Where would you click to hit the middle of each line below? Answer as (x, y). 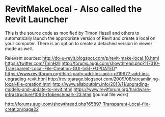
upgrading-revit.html (26, 79)
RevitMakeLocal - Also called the (74, 9)
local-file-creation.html (28, 84)
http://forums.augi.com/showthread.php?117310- (111, 63)
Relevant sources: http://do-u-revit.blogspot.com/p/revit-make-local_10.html (82, 58)
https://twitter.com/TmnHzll (33, 63)
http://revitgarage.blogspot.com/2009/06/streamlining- (104, 79)
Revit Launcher (37, 19)
